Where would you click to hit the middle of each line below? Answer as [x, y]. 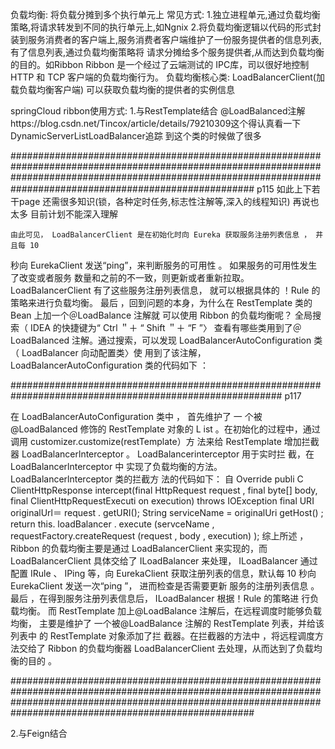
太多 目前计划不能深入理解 [64, 214]
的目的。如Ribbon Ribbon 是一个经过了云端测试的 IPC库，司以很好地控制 [160, 64]
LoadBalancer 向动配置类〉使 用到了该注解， [114, 352]
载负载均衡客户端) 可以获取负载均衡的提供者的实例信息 [123, 89]
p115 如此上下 [284, 189]
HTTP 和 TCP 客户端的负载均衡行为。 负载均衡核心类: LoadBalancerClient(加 [167, 77]
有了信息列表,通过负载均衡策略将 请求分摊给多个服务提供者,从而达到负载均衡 [167, 52]
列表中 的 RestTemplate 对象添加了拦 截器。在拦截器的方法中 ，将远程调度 [162, 636]
